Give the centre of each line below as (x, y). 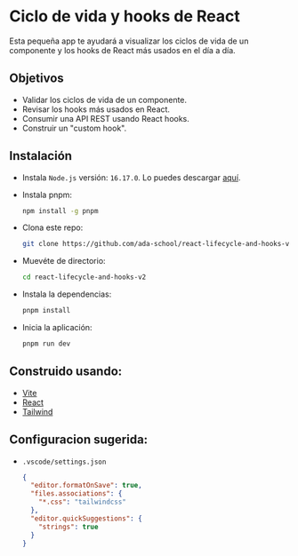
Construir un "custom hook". (74, 128)
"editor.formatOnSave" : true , (86, 486)
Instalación (41, 156)
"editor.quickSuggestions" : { (86, 518)
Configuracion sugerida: (79, 440)
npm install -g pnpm (60, 210)
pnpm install (46, 311)
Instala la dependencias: (67, 294)
